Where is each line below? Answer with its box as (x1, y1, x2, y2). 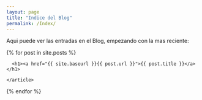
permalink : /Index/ (6, 20, 56, 26)
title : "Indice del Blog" (6, 15, 72, 21)
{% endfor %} (6, 88, 42, 95)
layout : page (6, 9, 40, 15)
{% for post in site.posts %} (6, 49, 77, 56)
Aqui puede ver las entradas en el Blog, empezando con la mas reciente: (6, 37, 189, 45)
